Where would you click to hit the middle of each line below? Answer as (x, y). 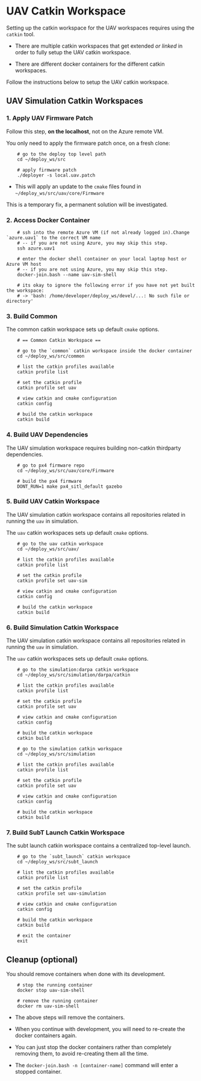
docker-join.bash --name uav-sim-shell (67, 275)
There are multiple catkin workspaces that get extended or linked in (99, 46)
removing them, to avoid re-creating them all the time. (82, 1054)
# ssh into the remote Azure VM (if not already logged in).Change (103, 232)
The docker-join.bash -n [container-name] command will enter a (97, 1065)
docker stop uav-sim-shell (51, 991)
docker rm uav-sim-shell (48, 1006)
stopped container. (38, 1072)
